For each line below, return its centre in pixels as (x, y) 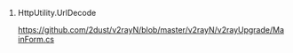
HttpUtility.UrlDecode (57, 13)
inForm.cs (36, 39)
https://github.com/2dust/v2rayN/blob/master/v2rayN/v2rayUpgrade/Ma (151, 30)
